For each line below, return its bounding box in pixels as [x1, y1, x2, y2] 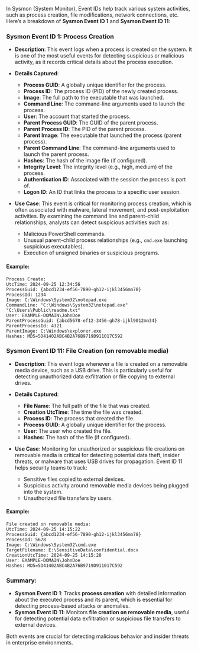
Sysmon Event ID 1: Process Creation [6, 32, 114, 40]
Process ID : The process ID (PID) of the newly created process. [23, 88, 178, 95]
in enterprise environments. [6, 639, 73, 646]
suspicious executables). [23, 243, 85, 250]
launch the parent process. [23, 151, 90, 158]
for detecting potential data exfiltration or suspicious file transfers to [14, 615, 181, 622]
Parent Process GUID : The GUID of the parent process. [23, 119, 158, 126]
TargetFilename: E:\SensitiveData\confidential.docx [6, 547, 139, 553]
